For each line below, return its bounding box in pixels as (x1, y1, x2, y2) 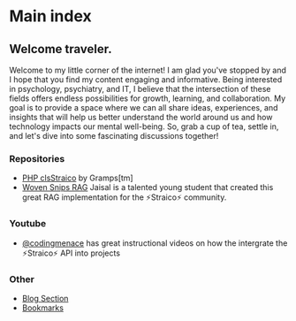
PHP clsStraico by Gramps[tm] (21, 172, 134, 183)
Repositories (9, 152, 65, 164)
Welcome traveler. (9, 42, 112, 57)
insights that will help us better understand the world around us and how (9, 112, 273, 122)
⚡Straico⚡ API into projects (21, 248, 121, 258)
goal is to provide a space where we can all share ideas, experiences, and (9, 103, 278, 112)
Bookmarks (21, 302, 65, 313)
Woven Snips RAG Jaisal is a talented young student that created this (21, 182, 274, 193)
